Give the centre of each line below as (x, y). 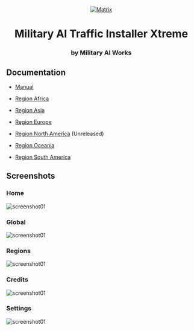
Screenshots (31, 176)
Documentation (36, 72)
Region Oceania (35, 145)
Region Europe (33, 122)
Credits (17, 280)
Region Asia (30, 110)
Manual (24, 86)
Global (16, 222)
